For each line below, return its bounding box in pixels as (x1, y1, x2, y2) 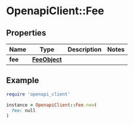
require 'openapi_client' (6, 91, 70, 97)
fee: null (11, 107, 36, 113)
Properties (6, 28, 46, 38)
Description (67, 46, 102, 53)
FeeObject (32, 55, 63, 63)
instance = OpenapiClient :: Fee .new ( (6, 102, 97, 108)
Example (6, 75, 39, 85)
